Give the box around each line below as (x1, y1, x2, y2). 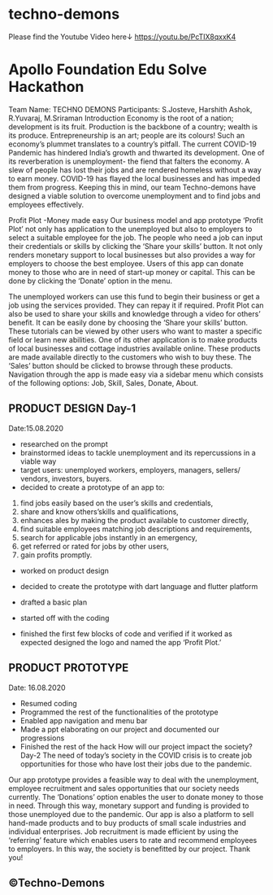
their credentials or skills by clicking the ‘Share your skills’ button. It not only (8, 241, 263, 251)
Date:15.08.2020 (8, 423, 63, 433)
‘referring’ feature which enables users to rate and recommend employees (8, 835, 258, 845)
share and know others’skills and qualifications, (19, 506, 179, 517)
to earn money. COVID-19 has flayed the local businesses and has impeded (8, 173, 261, 183)
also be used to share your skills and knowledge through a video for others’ (8, 308, 262, 318)
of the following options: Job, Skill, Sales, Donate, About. (8, 378, 199, 387)
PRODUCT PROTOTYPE (8, 661, 129, 675)
